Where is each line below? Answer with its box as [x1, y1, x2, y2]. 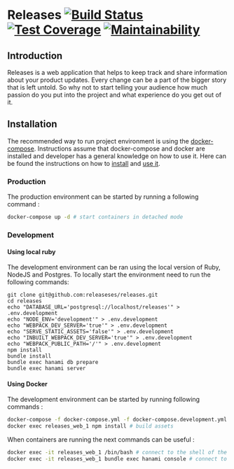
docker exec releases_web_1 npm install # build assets [7, 423, 174, 430]
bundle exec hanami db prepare [7, 359, 99, 366]
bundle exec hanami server [7, 365, 86, 372]
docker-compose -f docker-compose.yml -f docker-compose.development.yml [7, 416, 228, 423]
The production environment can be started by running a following [7, 192, 199, 201]
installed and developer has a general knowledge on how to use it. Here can [7, 151, 226, 160]
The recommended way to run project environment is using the [7, 136, 189, 145]
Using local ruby [7, 247, 56, 255]
